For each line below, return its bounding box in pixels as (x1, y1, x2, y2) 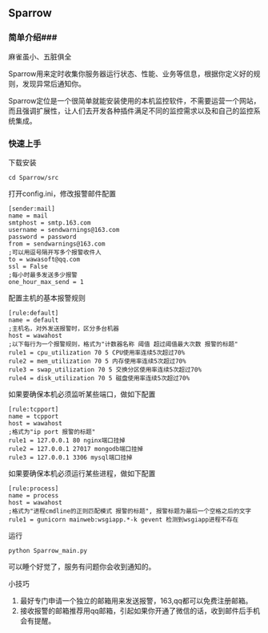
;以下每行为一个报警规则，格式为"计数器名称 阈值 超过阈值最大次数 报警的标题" (8, 340, 238, 348)
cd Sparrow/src (8, 173, 59, 181)
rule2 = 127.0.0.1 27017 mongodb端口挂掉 (8, 444, 144, 452)
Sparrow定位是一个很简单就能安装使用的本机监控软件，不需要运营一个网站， (8, 95, 261, 105)
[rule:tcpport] (8, 405, 59, 413)
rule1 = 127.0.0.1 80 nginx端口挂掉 (8, 436, 126, 444)
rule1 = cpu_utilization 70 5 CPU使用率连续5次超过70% (8, 348, 186, 356)
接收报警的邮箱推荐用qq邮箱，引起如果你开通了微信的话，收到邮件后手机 (19, 606, 260, 615)
